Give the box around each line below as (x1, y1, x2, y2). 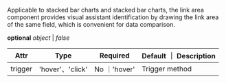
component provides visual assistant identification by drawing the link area (7, 13, 219, 21)
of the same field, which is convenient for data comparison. (7, 21, 176, 28)
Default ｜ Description (142, 51, 216, 60)
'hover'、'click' (38, 64, 88, 74)
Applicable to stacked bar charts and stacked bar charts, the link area (7, 6, 205, 14)
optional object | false (7, 34, 70, 42)
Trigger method (142, 64, 192, 73)
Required (99, 51, 131, 60)
